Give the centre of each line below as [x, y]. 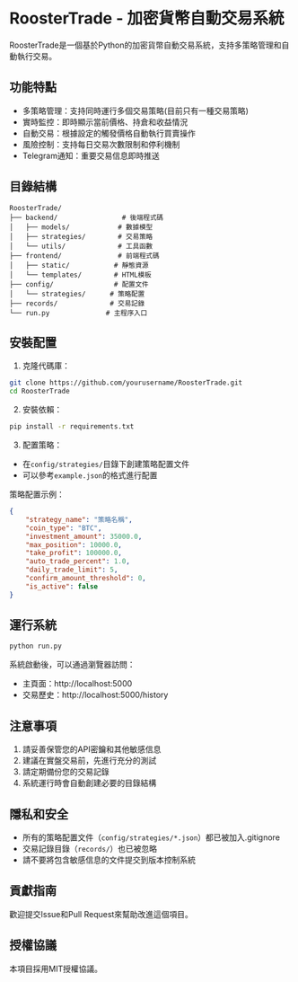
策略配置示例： [37, 494]
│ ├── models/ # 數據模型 [81, 227]
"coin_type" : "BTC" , [64, 528]
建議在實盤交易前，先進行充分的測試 [89, 761]
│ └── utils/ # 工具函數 [81, 246]
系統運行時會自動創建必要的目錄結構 [89, 783]
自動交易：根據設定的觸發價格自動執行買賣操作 [109, 133]
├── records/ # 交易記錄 [77, 303]
